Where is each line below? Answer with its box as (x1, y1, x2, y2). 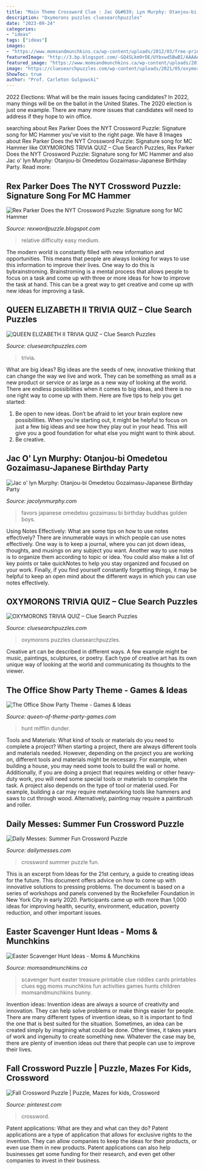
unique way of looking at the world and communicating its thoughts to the (6, 661, 191, 668)
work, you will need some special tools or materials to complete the (19, 775, 188, 783)
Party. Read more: (6, 164, 52, 171)
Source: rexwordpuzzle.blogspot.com (6, 224, 100, 232)
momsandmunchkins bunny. (21, 989, 92, 996)
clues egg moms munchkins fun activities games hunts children (21, 982, 181, 989)
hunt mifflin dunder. (21, 725, 70, 732)
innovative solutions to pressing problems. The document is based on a (6, 883, 185, 890)
